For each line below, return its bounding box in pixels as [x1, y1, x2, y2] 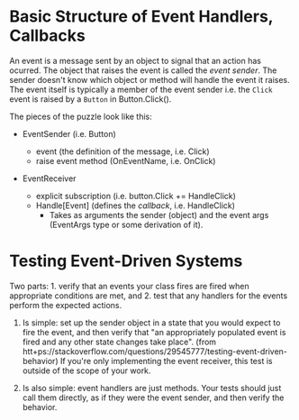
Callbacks [9, 25, 86, 46]
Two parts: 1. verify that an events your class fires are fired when [9, 280, 249, 291]
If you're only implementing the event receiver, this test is [59, 355, 273, 366]
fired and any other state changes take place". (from [22, 336, 217, 347]
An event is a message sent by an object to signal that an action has [9, 55, 261, 66]
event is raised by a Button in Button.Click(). [9, 93, 172, 105]
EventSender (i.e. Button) [22, 128, 117, 139]
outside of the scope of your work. [22, 365, 151, 376]
